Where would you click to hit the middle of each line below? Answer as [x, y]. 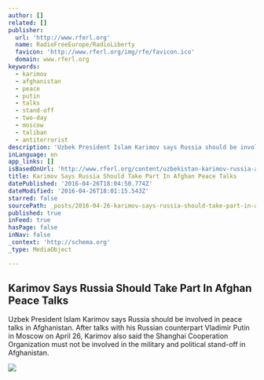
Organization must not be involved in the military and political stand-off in [127, 345]
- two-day [31, 118]
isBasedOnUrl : [31, 169]
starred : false [33, 198]
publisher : [26, 30]
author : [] [26, 15]
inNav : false [29, 235]
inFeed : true [29, 220]
